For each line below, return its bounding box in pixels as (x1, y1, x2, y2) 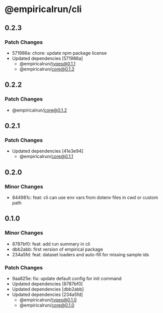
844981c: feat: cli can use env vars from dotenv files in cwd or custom (12, 194, 158, 200)
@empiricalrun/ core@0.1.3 (19, 66, 74, 72)
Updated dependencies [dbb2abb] (12, 286, 84, 292)
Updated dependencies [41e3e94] (12, 148, 84, 154)
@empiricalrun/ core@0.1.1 (19, 153, 73, 159)
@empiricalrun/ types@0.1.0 (19, 296, 77, 302)
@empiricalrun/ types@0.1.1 (19, 60, 76, 66)
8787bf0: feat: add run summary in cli (12, 241, 91, 247)
